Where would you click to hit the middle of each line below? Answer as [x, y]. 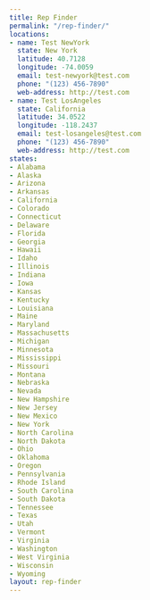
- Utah [21, 524]
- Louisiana [31, 308]
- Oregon [25, 466]
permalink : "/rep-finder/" [59, 26]
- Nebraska [29, 383]
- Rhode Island [37, 482]
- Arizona [28, 184]
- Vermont [28, 532]
